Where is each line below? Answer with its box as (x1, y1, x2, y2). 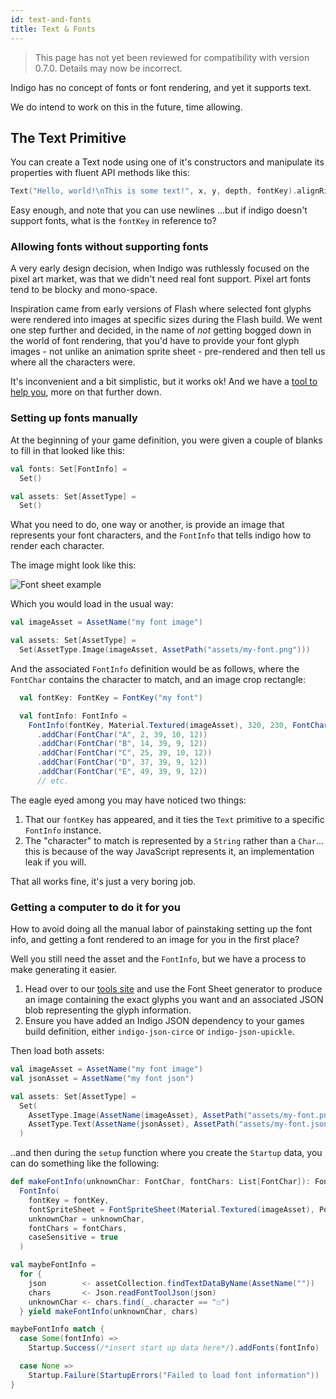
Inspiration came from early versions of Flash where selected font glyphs (10, 303, 312, 315)
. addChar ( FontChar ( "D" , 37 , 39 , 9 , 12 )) (36, 757, 208, 768)
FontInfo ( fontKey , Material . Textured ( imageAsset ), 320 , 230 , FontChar (28, 720, 329, 730)
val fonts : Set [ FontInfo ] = (10, 464, 128, 474)
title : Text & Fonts (10, 24, 97, 34)
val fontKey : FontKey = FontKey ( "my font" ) (19, 692, 203, 703)
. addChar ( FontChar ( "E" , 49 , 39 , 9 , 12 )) (36, 767, 208, 777)
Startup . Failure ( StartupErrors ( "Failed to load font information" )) (28, 1370, 320, 1380)
